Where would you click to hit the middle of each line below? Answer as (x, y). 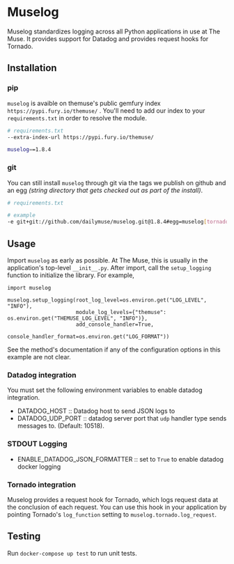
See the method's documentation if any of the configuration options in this (114, 350)
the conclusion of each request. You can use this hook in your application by (117, 507)
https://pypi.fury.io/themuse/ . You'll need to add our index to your (106, 110)
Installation (32, 68)
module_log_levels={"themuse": (121, 312)
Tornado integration (42, 485)
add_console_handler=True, (115, 324)
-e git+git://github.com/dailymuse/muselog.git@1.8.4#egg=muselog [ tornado (118, 222)
